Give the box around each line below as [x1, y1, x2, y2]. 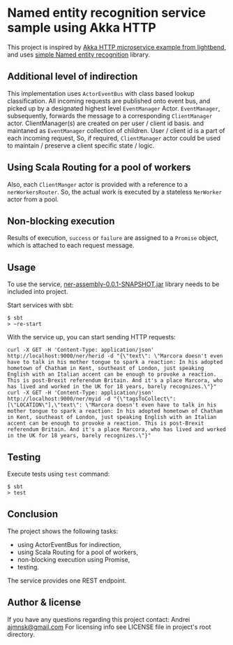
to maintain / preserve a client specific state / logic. [7, 141, 155, 150]
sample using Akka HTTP [7, 20, 157, 36]
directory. [7, 630, 35, 638]
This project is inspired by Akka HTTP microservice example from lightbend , [7, 43, 227, 51]
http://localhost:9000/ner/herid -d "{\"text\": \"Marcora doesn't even [7, 353, 223, 360]
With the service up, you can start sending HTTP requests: [7, 333, 176, 341]
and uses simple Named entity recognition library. [7, 50, 151, 59]
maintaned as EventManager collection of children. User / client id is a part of [7, 126, 225, 134]
